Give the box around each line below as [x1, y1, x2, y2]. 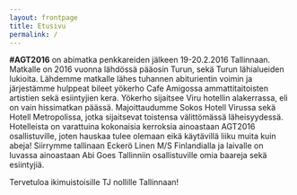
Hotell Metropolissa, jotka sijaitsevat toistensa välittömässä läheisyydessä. [9, 111, 284, 122]
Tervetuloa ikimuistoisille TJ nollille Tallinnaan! [9, 177, 179, 188]
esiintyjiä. [9, 159, 45, 171]
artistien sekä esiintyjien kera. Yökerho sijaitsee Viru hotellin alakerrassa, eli [9, 93, 289, 103]
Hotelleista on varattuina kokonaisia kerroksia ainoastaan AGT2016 [9, 121, 256, 132]
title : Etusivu [9, 22, 66, 31]
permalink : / [9, 30, 58, 39]
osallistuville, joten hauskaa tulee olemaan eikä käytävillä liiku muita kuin [9, 131, 276, 142]
